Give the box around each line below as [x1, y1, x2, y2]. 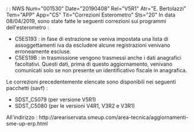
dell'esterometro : [6, 24, 49, 31]
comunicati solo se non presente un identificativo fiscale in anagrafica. [14, 67, 187, 73]
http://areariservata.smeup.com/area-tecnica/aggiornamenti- [38, 114, 189, 121]
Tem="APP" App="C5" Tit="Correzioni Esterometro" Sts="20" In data [6, 11, 176, 18]
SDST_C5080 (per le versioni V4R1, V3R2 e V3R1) [14, 102, 135, 109]
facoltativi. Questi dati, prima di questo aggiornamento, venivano [14, 60, 173, 67]
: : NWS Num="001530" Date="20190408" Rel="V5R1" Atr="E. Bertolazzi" [6, 5, 186, 12]
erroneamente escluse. [14, 48, 72, 55]
